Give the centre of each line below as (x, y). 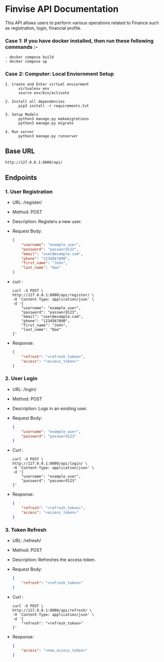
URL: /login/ (24, 389)
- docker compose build (30, 57)
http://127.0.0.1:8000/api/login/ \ (50, 464)
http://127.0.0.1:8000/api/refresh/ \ (52, 610)
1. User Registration (29, 192)
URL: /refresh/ (27, 541)
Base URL (20, 151)
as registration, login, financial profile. (43, 28)
